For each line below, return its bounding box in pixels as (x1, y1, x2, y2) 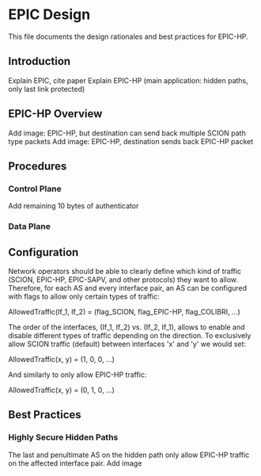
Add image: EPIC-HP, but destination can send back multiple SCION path (8, 128, 247, 138)
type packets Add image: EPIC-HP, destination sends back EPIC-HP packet (8, 136, 254, 146)
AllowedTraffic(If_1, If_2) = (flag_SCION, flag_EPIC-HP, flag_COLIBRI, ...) (8, 307, 241, 316)
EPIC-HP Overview (8, 107, 103, 120)
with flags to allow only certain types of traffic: (8, 291, 160, 301)
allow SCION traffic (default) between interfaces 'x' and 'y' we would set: (8, 339, 247, 348)
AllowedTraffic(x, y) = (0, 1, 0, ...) (8, 385, 115, 394)
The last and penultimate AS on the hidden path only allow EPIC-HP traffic (8, 450, 250, 459)
